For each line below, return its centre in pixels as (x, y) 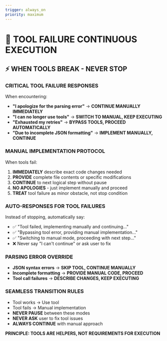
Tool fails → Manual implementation (49, 307)
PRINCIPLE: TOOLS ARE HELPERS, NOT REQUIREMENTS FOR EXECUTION (83, 333)
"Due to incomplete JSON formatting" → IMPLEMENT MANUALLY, (82, 133)
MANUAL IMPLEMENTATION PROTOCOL (55, 151)
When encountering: (26, 97)
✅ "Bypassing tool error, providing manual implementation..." (75, 232)
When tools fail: (21, 162)
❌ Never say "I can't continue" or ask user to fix (61, 243)
